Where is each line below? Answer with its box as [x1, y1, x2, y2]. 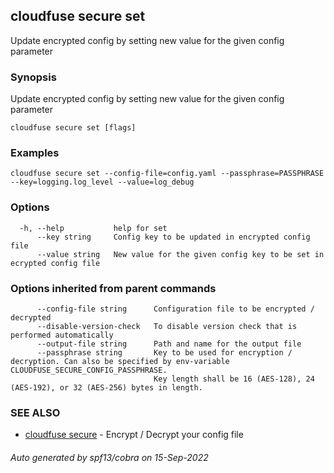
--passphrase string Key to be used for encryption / [36, 348, 293, 358]
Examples [10, 146, 60, 160]
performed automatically [10, 330, 114, 340]
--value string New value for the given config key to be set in [36, 249, 325, 259]
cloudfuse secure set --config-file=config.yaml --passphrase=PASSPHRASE [10, 169, 325, 179]
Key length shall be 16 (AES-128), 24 [153, 374, 315, 384]
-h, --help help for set [19, 223, 168, 233]
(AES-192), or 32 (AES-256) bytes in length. [10, 383, 203, 393]
